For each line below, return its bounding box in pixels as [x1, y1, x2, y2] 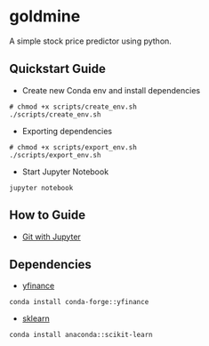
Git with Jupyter [21, 231, 82, 242]
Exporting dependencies [21, 125, 113, 136]
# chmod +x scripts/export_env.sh [9, 142, 138, 152]
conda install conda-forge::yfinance [9, 298, 149, 307]
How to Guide [9, 207, 86, 223]
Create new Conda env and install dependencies [21, 84, 201, 95]
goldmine [9, 6, 81, 27]
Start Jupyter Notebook [21, 166, 109, 177]
